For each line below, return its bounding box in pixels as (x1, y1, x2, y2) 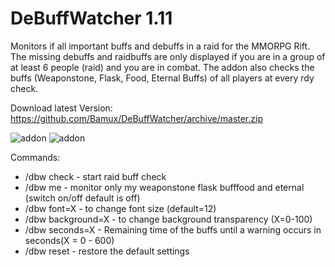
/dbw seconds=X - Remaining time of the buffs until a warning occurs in (24, 223, 322, 236)
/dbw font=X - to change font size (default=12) (24, 202, 217, 214)
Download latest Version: (10, 102, 113, 114)
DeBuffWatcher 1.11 (10, 7, 173, 30)
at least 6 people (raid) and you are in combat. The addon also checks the (10, 61, 315, 73)
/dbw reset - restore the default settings (24, 245, 190, 257)
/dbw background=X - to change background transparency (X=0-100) (24, 213, 313, 225)
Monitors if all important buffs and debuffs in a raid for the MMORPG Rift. (10, 40, 311, 52)
